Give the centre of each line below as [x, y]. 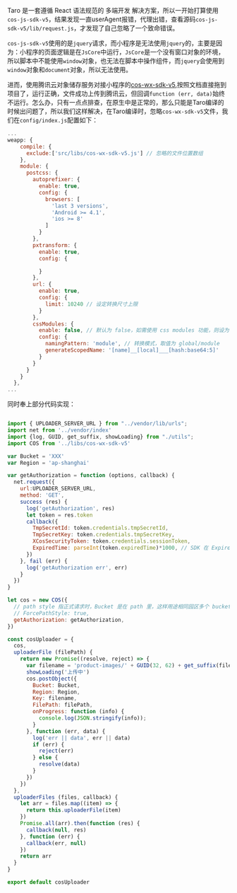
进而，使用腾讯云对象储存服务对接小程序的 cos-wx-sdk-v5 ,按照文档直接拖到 [117, 85]
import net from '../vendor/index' [60, 430]
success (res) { [44, 502]
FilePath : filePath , [63, 705]
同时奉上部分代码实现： [41, 404]
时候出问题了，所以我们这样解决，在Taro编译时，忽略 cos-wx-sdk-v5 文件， [115, 111]
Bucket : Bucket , [56, 685]
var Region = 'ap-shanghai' [49, 463]
